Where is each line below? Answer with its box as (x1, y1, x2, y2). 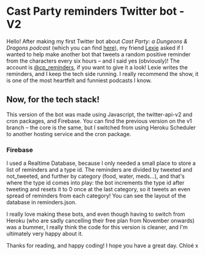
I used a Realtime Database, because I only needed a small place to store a (6, 159, 196, 167)
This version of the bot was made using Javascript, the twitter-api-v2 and (6, 110, 193, 118)
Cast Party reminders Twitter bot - (6, 4, 185, 18)
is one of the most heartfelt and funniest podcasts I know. (6, 77, 152, 84)
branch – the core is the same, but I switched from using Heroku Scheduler (6, 124, 196, 131)
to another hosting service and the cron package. (6, 130, 131, 137)
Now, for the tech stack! (6, 94, 100, 105)
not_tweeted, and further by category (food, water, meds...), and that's (6, 173, 185, 180)
